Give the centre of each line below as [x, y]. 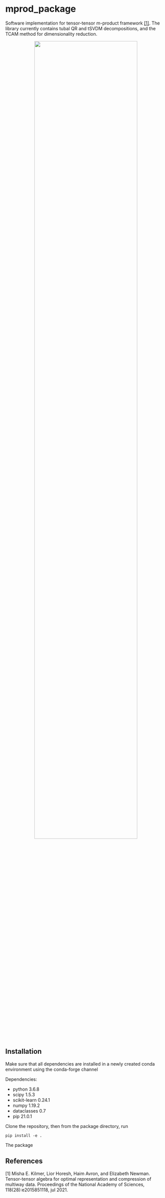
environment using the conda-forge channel [52, 1069]
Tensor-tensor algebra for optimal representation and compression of [78, 1179]
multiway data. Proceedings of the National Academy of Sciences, [75, 1184]
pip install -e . [24, 1136]
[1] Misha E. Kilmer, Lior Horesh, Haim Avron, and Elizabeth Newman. [78, 1173]
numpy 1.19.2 [26, 1105]
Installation [23, 1052]
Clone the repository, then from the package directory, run [67, 1126]
